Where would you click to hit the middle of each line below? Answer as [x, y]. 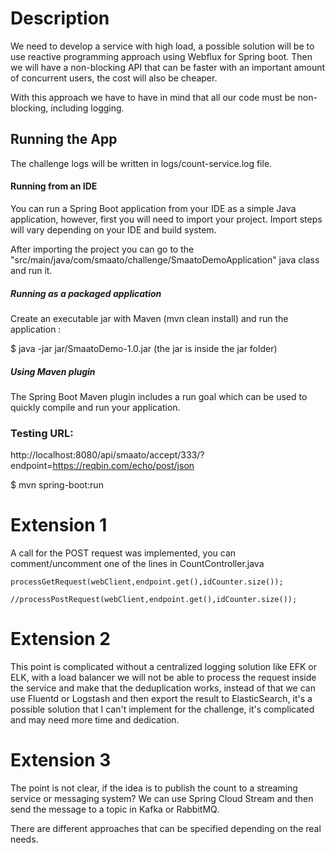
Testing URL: [42, 433]
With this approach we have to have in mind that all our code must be [153, 97]
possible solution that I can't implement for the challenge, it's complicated [162, 709]
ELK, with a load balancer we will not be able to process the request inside [163, 678]
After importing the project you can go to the [102, 249]
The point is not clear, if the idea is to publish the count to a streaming [154, 788]
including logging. [87, 108]
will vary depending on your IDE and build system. [113, 229]
